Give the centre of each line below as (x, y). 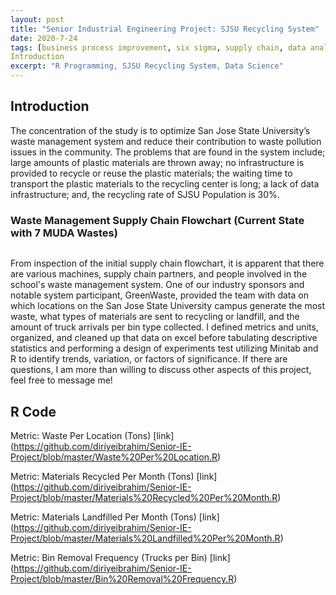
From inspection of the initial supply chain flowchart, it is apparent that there (167, 263)
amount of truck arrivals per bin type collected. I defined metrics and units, (164, 327)
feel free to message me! (61, 380)
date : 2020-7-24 (44, 38)
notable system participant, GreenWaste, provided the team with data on (159, 295)
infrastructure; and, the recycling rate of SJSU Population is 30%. (145, 194)
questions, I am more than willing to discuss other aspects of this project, (161, 370)
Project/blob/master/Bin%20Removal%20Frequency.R (122, 578)
